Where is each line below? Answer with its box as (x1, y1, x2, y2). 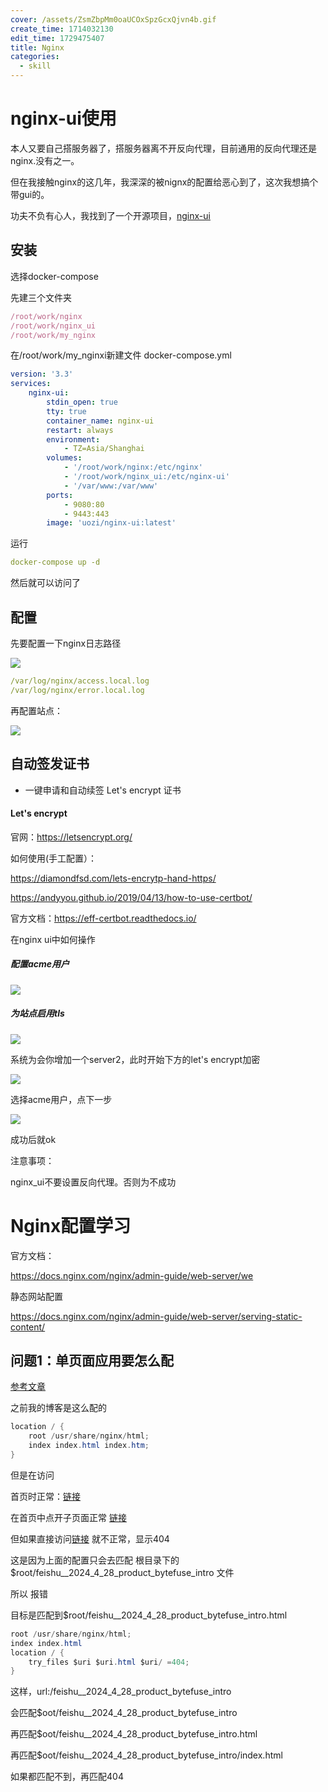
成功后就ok (10, 1133, 57, 1145)
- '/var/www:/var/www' (63, 481, 159, 491)
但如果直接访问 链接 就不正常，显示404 (10, 1532, 170, 1545)
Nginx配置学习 (10, 1214, 132, 1237)
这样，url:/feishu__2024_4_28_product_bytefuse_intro (10, 1686, 232, 1698)
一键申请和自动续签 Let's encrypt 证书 (24, 784, 182, 796)
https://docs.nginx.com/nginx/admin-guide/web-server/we (10, 1269, 254, 1281)
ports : (46, 490, 74, 500)
